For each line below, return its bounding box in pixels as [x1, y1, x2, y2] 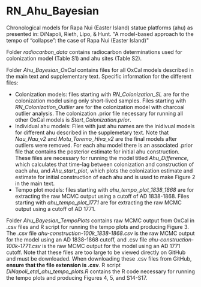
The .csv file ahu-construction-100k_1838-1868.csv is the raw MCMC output [6, 229, 195, 237]
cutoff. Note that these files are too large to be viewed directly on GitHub [6, 249, 186, 256]
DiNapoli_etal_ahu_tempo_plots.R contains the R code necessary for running [6, 268, 195, 275]
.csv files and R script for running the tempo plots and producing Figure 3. [6, 223, 189, 230]
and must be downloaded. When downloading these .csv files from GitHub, [6, 255, 192, 262]
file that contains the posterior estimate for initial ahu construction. [14, 148, 180, 155]
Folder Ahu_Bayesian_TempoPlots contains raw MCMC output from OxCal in [6, 217, 195, 224]
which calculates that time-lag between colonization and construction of [14, 161, 194, 168]
